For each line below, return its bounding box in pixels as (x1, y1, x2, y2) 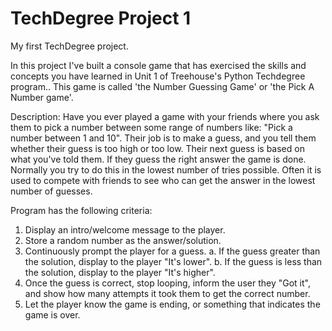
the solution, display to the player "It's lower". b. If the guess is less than (24, 255, 323, 267)
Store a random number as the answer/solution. (24, 234, 222, 246)
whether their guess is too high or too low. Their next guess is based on (10, 142, 305, 154)
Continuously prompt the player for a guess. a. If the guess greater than (24, 245, 321, 257)
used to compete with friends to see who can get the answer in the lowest (10, 174, 316, 186)
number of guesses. (10, 185, 93, 197)
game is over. (24, 308, 81, 321)
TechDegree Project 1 (10, 7, 192, 30)
